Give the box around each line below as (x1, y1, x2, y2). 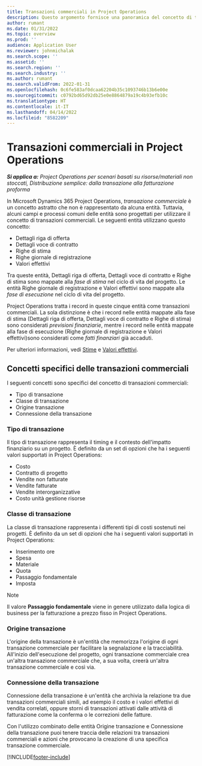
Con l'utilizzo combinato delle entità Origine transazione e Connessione (7, 723, 183, 730)
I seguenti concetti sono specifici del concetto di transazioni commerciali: (7, 379, 189, 386)
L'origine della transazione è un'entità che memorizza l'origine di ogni (7, 638, 179, 645)
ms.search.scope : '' (7, 53, 59, 59)
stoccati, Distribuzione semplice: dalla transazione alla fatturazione (7, 179, 174, 187)
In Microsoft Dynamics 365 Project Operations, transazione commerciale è (7, 197, 191, 205)
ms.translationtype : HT (7, 98, 67, 104)
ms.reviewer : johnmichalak (7, 48, 74, 54)
